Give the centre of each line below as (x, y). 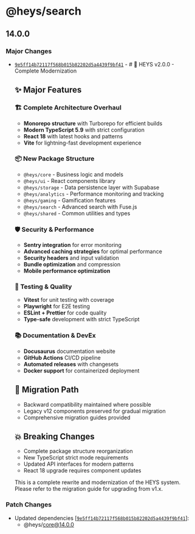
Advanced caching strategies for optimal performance (93, 252)
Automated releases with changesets (71, 364)
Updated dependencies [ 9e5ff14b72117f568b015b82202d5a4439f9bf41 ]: (102, 518)
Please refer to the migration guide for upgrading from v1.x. (89, 489)
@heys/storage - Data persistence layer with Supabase (91, 187)
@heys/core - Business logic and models (74, 174)
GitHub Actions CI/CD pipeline (62, 357)
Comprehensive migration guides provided (77, 417)
